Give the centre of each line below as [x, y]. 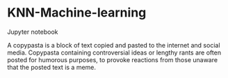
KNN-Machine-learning [77, 13]
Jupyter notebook [33, 32]
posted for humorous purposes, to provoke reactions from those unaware [112, 59]
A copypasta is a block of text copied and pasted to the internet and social [114, 45]
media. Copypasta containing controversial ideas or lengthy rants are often [114, 52]
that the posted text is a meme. [51, 67]
